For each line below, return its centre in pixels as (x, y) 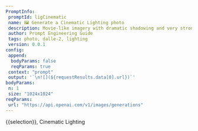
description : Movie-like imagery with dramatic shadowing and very (93, 28)
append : (17, 55)
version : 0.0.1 (27, 45)
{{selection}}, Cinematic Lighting (45, 122)
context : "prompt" (31, 72)
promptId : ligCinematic (37, 17)
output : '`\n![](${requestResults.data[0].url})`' (72, 77)
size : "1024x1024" (31, 94)
